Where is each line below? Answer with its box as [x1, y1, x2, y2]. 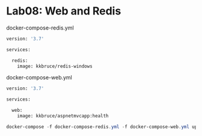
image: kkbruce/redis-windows [17, 63, 93, 69]
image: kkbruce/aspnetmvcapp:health [17, 113, 109, 119]
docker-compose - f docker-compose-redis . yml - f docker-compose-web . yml [6, 123, 189, 130]
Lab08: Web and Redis [6, 4, 121, 18]
